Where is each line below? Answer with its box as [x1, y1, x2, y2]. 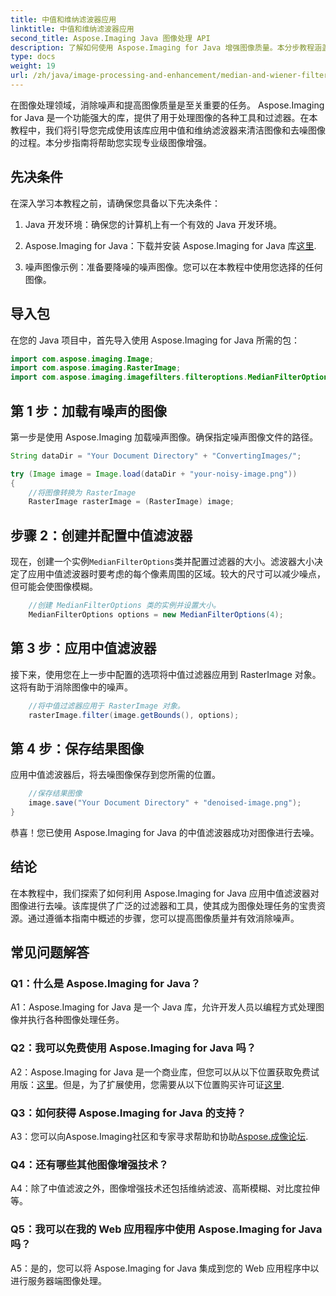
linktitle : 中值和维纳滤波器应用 [10, 24, 135, 34]
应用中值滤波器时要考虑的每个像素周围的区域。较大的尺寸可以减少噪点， [27, 568, 326, 580]
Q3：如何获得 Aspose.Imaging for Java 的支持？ [10, 1106, 247, 1120]
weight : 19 [10, 61, 56, 71]
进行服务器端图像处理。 [10, 1274, 107, 1286]
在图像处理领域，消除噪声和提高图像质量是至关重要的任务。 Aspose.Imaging [10, 99, 325, 111]
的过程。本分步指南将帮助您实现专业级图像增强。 [10, 136, 212, 148]
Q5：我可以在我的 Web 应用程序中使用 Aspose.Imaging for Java [10, 1222, 323, 1236]
